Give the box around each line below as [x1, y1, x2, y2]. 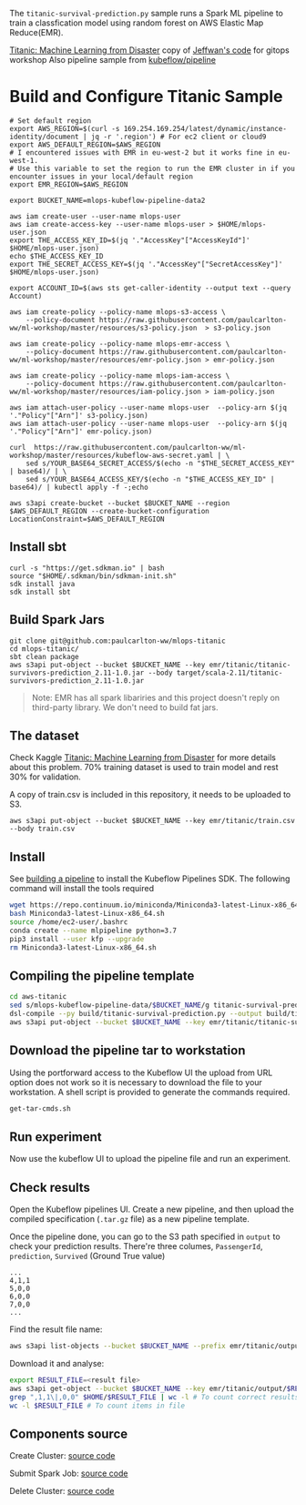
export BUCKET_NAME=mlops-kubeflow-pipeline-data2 [9, 196, 206, 205]
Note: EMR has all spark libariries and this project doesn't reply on [31, 692, 280, 703]
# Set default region [9, 116, 92, 126]
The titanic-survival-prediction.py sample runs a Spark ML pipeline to [9, 8, 284, 18]
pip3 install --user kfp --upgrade [9, 934, 145, 943]
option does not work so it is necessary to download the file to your [9, 1076, 262, 1087]
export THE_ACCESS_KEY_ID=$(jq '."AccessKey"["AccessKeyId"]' [9, 236, 250, 245]
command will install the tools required [9, 883, 155, 894]
